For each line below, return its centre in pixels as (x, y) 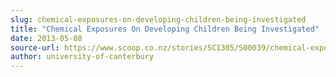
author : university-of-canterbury (82, 57)
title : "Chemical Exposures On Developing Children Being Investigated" (165, 29)
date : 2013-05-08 (46, 38)
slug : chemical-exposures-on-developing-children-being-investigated (158, 19)
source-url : (35, 47)
